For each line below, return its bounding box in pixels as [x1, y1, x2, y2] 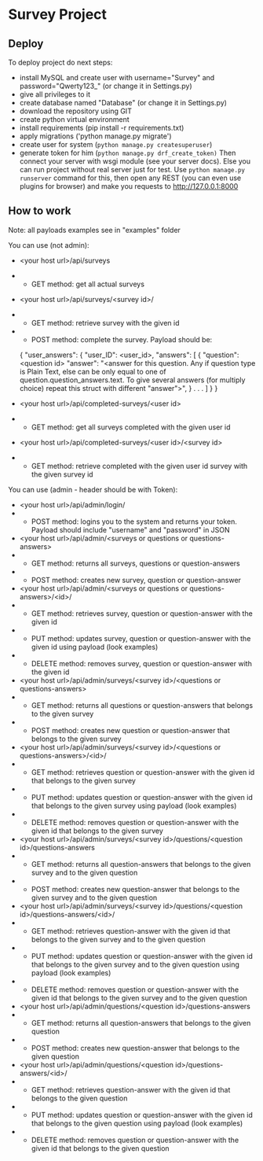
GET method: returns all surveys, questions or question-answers [31, 558, 241, 568]
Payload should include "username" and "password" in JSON [31, 525, 230, 534]
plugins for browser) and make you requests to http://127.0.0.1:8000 [19, 182, 239, 190]
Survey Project [8, 6, 108, 24]
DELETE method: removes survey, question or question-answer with [31, 658, 253, 668]
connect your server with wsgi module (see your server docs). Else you [19, 157, 251, 166]
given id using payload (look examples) [31, 642, 159, 651]
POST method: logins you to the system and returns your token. [31, 517, 238, 526]
